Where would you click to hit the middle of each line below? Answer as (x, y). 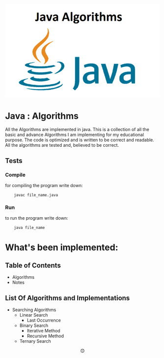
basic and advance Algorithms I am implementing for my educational (74, 135)
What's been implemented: (62, 247)
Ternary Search (35, 341)
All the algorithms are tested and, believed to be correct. (62, 145)
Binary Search (34, 325)
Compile (15, 175)
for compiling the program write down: (44, 186)
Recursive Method (45, 336)
